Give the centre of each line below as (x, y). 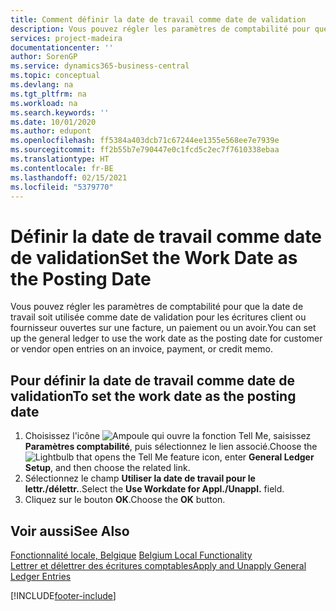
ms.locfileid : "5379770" (62, 187)
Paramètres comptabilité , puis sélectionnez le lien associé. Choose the (171, 447)
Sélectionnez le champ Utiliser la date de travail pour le (140, 478)
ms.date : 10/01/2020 (53, 122)
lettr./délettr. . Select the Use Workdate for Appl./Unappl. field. (154, 489)
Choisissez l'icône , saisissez (168, 436)
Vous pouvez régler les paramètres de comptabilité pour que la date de (157, 307)
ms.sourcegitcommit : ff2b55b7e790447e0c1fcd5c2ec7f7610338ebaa (145, 150)
